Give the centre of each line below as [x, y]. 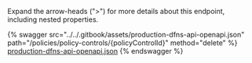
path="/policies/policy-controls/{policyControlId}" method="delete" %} [122, 43]
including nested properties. [53, 19]
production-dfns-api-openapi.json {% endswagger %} [95, 51]
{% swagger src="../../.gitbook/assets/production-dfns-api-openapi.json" [126, 35]
